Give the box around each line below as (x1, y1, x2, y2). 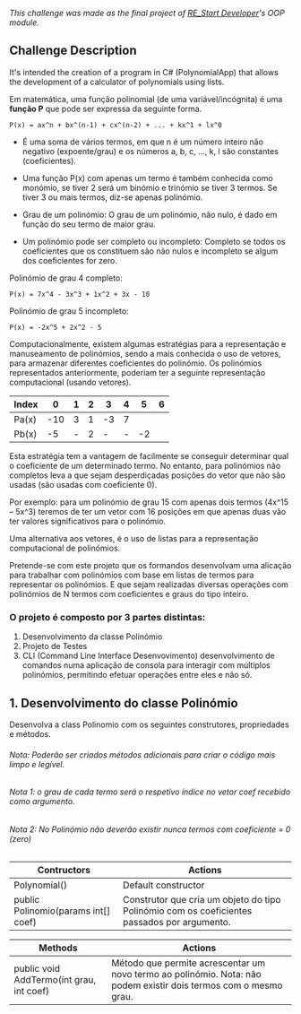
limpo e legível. (9, 758, 65, 769)
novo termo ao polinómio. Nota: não (111, 968, 262, 981)
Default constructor (122, 879, 205, 891)
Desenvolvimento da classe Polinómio (21, 631, 163, 642)
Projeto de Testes (21, 641, 88, 652)
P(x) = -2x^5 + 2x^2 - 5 (9, 323, 102, 332)
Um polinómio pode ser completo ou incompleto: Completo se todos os (21, 236, 286, 247)
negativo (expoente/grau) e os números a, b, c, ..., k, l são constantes (21, 145, 279, 156)
